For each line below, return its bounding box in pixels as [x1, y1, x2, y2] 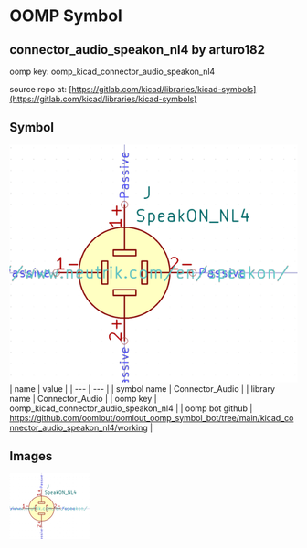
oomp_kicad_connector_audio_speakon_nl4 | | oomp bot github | [9, 403, 253, 414]
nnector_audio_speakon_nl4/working [9, 422, 148, 433]
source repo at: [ [9, 84, 72, 94]
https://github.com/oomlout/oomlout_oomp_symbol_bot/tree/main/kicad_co [9, 412, 294, 423]
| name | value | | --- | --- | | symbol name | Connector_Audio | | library [9, 383, 276, 394]
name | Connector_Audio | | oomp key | [9, 393, 157, 404]
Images [9, 448, 53, 464]
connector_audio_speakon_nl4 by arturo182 [9, 42, 265, 58]
